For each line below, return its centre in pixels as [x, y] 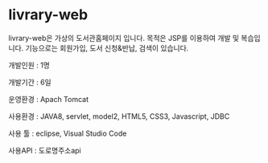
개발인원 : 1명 [29, 65]
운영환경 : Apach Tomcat [49, 99]
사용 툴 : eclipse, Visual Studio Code [68, 133]
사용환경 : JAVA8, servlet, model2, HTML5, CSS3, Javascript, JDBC [119, 116]
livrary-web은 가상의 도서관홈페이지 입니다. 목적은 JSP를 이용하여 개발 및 [124, 38]
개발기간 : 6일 [30, 82]
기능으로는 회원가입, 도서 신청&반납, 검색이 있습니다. [107, 48]
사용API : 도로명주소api [45, 150]
